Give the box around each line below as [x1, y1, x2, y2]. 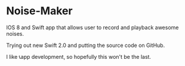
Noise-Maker [6, 4, 73, 18]
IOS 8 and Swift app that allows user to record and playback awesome [6, 24, 179, 31]
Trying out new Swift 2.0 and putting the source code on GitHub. [6, 42, 165, 49]
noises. [6, 30, 24, 37]
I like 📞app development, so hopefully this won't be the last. [6, 53, 151, 60]
